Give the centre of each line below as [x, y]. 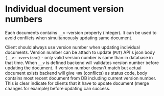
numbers [24, 19]
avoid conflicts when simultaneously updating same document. [69, 38]
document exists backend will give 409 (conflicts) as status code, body [76, 73]
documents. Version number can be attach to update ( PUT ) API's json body [80, 52]
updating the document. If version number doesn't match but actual [73, 68]
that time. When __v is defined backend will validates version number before [82, 63]
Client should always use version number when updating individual [72, 47]
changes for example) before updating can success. [58, 88]
